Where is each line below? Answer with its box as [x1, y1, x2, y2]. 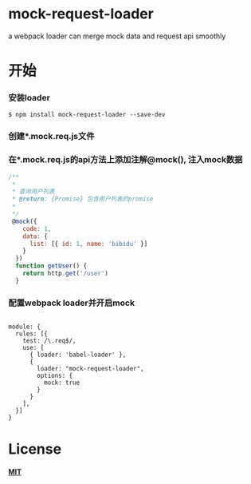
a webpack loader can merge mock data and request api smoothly [8, 31, 226, 41]
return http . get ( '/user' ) [22, 269, 109, 278]
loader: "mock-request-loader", [37, 365, 145, 373]
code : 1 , [22, 224, 52, 232]
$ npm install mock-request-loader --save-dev [8, 111, 166, 119]
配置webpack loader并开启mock [8, 297, 135, 308]
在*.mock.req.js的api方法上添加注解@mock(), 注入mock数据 [8, 154, 243, 165]
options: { [37, 372, 73, 380]
